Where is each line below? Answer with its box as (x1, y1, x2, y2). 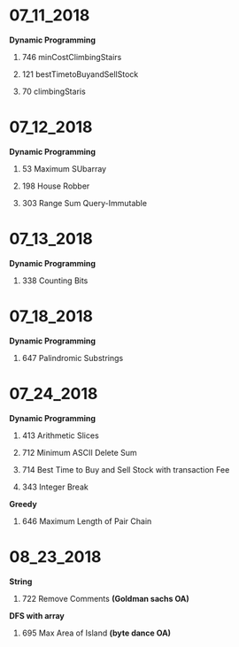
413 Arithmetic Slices (21, 430, 99, 441)
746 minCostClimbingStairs (21, 51, 122, 62)
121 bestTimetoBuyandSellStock (21, 68, 139, 80)
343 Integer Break (21, 481, 89, 492)
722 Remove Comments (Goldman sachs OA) (21, 593, 190, 604)
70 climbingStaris (21, 86, 86, 96)
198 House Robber (21, 181, 90, 191)
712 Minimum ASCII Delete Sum (21, 447, 137, 458)
